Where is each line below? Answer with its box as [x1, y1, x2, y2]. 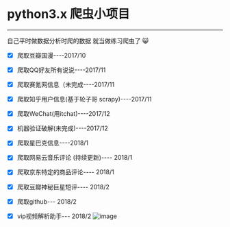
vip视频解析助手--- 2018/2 [16, 212, 92, 220]
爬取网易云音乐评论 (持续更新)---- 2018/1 [16, 154, 133, 162]
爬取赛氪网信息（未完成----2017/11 [16, 80, 115, 89]
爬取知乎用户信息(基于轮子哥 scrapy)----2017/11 [16, 95, 152, 104]
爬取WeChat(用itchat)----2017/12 [16, 110, 111, 118]
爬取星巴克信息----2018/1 [16, 139, 89, 147]
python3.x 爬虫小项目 [7, 6, 130, 22]
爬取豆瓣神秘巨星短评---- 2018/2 [16, 182, 110, 191]
